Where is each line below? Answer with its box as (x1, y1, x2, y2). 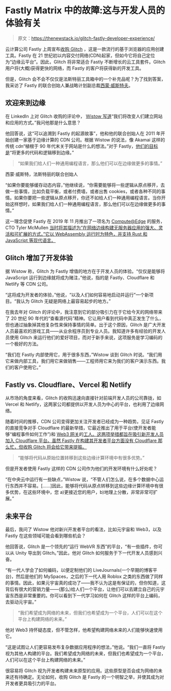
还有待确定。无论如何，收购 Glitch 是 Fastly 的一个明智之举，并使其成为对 (9, 674, 164, 680)
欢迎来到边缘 (5, 99, 46, 107)
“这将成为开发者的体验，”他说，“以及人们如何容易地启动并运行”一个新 (5, 291, 149, 298)
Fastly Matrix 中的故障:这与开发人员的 (5, 5, 165, 16)
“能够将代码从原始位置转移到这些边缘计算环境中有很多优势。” (17, 455, 145, 461)
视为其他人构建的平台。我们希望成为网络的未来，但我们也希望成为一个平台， (5, 650, 166, 657)
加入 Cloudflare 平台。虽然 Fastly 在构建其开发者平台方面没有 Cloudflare (5, 437, 157, 444)
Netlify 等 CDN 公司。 (5, 281, 51, 287)
